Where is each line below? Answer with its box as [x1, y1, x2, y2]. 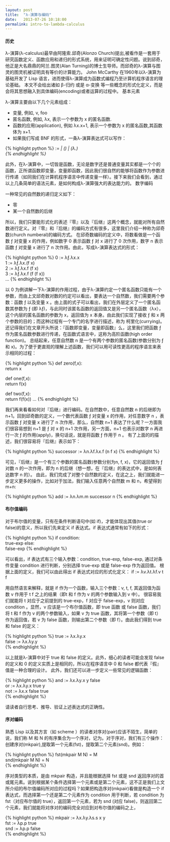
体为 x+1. [12, 129, 32, 135]
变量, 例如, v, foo [12, 110, 48, 116]
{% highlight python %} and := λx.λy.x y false [5, 677, 100, 683]
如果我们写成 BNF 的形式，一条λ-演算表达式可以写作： [12, 135, 126, 141]
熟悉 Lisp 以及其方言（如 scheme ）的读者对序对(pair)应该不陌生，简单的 [5, 728, 158, 734]
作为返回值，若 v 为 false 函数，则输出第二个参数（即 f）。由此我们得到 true [5, 617, 162, 623]
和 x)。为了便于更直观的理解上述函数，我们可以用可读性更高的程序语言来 [5, 344, 157, 350]
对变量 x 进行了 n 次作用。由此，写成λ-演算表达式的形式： [18, 244, 140, 250]
